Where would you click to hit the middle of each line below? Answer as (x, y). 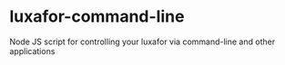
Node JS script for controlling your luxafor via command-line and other (142, 42)
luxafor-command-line (97, 17)
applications (32, 51)
